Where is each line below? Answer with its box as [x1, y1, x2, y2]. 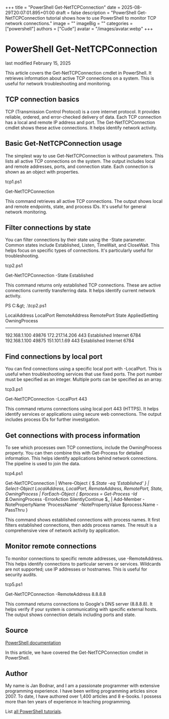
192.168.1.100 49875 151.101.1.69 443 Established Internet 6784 [5, 338, 134, 344]
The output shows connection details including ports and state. [5, 612, 136, 618]
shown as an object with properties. [5, 169, 79, 175]
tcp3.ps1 [5, 386, 23, 393]
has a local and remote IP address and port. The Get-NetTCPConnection [5, 119, 155, 125]
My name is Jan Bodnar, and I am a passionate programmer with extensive [5, 683, 160, 689]
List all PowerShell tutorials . [5, 708, 62, 714]
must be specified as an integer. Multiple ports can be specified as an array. [5, 376, 162, 382]
